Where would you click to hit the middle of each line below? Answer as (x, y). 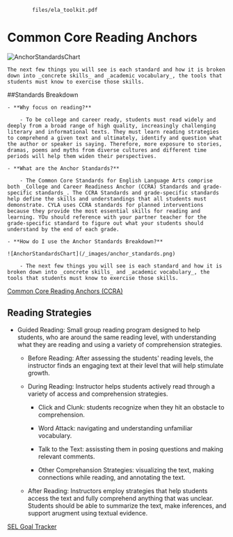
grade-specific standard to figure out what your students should (105, 223)
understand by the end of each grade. (63, 229)
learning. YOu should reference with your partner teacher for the (107, 217)
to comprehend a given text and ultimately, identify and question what (115, 138)
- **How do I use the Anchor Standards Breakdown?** (85, 241)
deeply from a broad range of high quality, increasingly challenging (112, 125)
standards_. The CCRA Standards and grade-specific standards (127, 193)
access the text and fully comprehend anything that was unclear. (120, 498)
